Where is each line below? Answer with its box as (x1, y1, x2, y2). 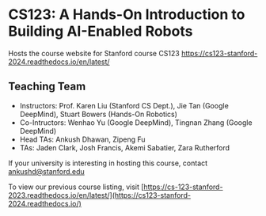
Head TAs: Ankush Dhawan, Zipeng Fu (19, 135, 146, 144)
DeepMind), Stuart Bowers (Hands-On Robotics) (19, 109, 178, 119)
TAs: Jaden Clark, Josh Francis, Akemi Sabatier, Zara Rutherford (19, 142, 230, 152)
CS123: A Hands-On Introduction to (8, 6, 245, 24)
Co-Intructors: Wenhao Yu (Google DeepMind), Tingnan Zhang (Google (19, 117, 253, 127)
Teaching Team (8, 80, 86, 93)
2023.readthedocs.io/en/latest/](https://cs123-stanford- (8, 190, 192, 199)
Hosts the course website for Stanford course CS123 (8, 48, 180, 58)
